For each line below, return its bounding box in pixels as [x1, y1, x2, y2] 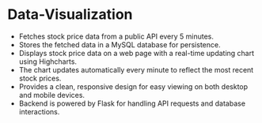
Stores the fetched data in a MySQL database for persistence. [18, 39, 221, 49]
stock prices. [18, 73, 62, 83]
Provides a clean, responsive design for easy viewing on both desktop [18, 81, 249, 91]
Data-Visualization [7, 6, 133, 24]
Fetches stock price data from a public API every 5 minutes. [18, 32, 215, 41]
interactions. [18, 106, 60, 116]
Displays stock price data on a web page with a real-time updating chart [18, 48, 255, 58]
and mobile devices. [18, 90, 85, 99]
